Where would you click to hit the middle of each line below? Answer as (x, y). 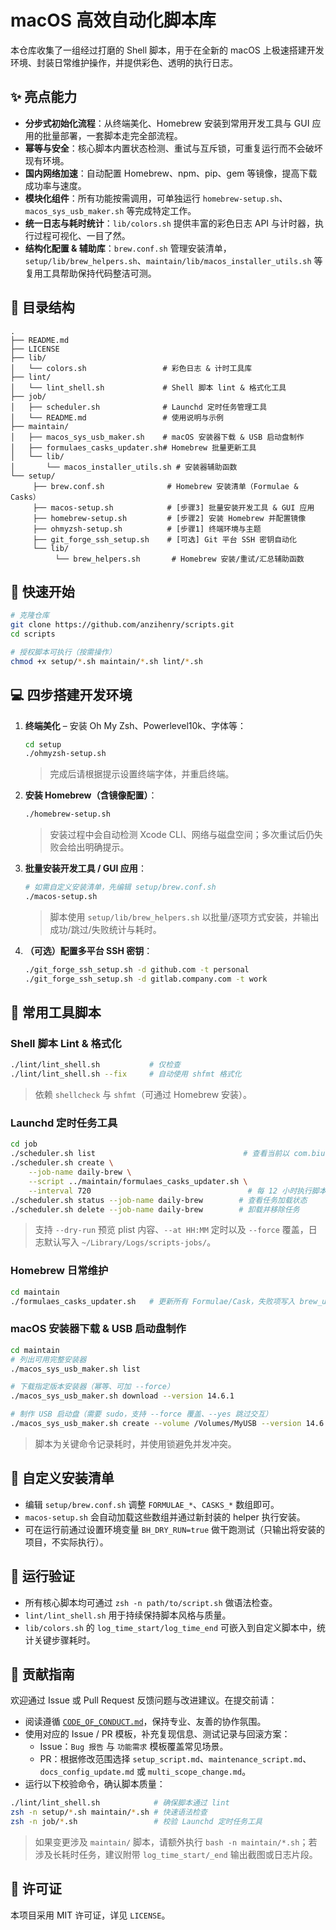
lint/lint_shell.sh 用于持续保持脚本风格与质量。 (128, 1615)
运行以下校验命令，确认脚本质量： (95, 1784)
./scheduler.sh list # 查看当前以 (150, 1154)
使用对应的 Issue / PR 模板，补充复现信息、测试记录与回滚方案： (157, 1734)
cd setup (43, 744)
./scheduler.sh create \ (62, 1163)
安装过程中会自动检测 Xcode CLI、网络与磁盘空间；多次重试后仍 (182, 835)
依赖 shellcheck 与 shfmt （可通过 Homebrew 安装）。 (143, 1095)
